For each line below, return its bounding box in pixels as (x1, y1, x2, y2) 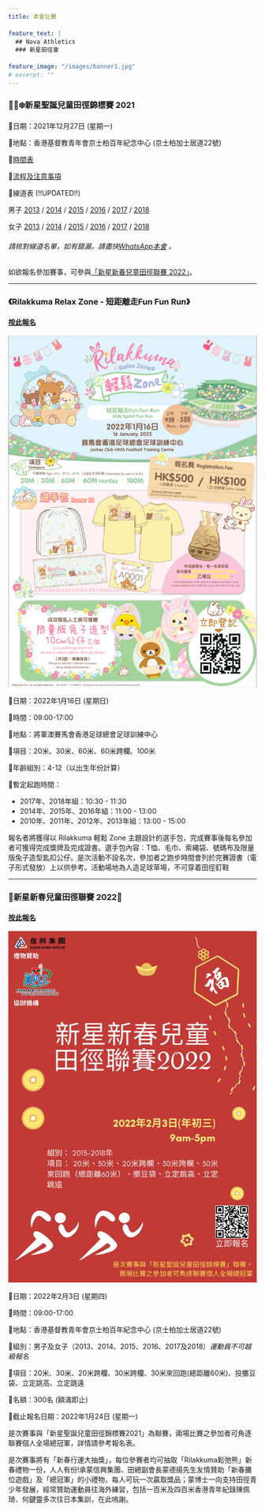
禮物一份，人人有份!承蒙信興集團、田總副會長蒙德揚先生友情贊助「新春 (14, 1465, 246, 1475)
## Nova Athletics (15, 38, 77, 46)
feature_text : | (8, 29, 62, 37)
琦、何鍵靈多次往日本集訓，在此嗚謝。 (8, 1494, 132, 1504)
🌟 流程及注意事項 (8, 172, 62, 181)
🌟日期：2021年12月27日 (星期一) (8, 121, 113, 131)
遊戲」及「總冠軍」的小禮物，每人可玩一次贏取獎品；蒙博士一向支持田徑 (14, 1475, 250, 1484)
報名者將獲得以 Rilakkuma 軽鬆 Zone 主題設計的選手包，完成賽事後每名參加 (8, 833, 252, 843)
